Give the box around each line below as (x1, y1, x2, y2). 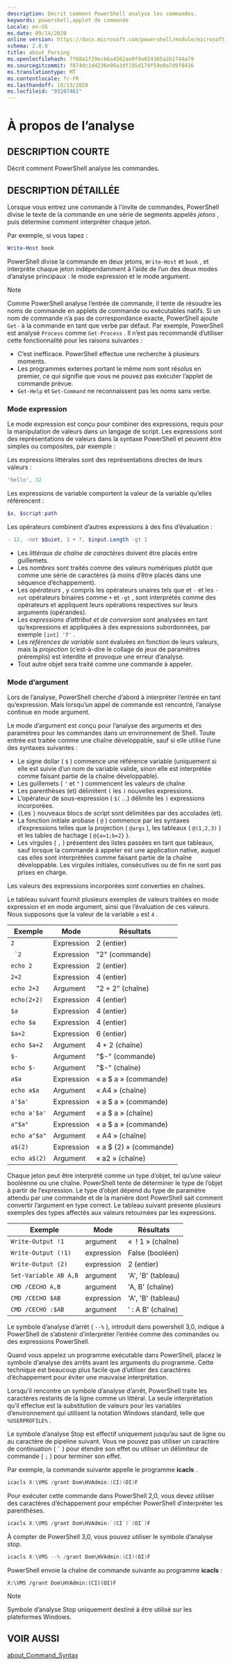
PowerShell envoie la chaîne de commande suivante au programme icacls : (7, 1566, 223, 1574)
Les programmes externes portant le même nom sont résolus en (17, 364, 201, 373)
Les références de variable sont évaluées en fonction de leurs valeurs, (17, 637, 219, 645)
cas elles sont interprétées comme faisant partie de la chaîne (17, 853, 192, 862)
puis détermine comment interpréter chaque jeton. (7, 217, 151, 226)
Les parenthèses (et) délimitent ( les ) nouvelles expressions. (17, 787, 194, 795)
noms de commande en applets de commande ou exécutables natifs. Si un (7, 306, 221, 314)
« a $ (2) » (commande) (96, 1142, 174, 1152)
